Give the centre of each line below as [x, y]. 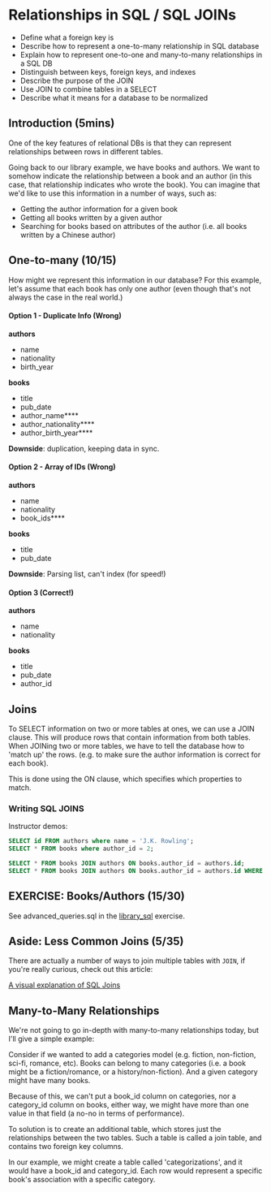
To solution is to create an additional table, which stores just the [115, 1129]
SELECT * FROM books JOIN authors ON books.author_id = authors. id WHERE [136, 870]
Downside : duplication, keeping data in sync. [84, 448]
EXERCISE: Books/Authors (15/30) [97, 896]
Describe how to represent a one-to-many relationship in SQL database [140, 45]
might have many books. [49, 1081]
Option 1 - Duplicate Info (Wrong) [65, 316]
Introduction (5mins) [62, 123]
